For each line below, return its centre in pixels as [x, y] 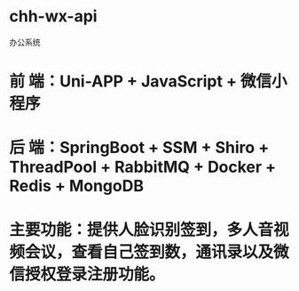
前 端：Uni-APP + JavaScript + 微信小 [148, 81]
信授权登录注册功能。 [87, 274]
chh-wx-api [53, 16]
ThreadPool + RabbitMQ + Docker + [143, 167]
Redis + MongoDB [77, 186]
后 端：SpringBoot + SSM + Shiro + [139, 148]
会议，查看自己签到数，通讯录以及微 [157, 252]
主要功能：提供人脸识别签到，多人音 [142, 230]
